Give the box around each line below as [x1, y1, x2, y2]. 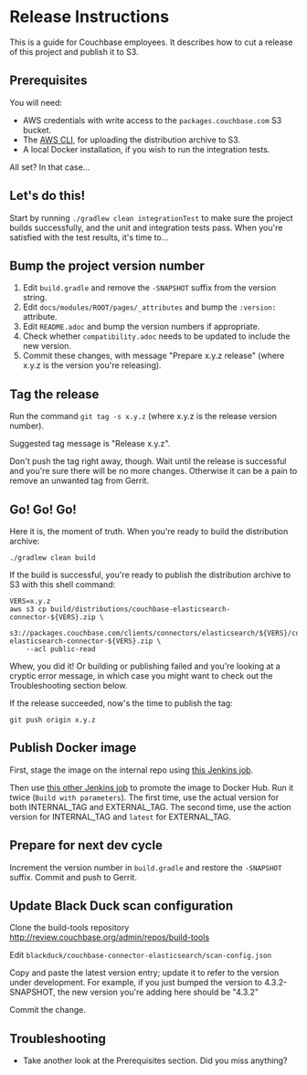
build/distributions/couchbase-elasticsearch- [49, 605, 231, 614]
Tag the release [9, 386, 100, 402]
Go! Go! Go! [9, 501, 78, 517]
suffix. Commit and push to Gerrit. [9, 871, 137, 882]
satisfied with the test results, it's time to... [9, 231, 169, 243]
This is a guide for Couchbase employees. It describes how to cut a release [9, 37, 293, 47]
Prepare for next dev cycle [9, 838, 163, 853]
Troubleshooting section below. [9, 680, 128, 690]
